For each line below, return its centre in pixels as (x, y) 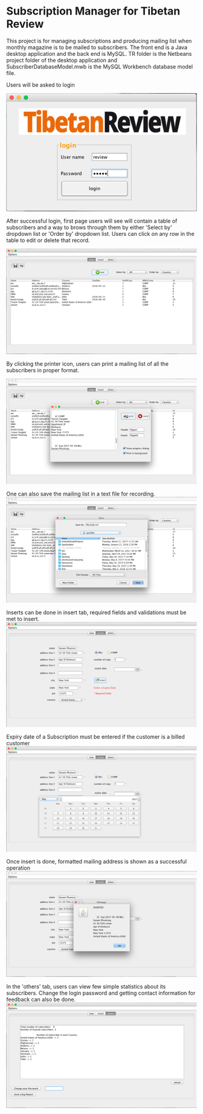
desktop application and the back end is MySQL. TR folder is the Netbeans (99, 53)
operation (18, 868)
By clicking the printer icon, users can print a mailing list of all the (88, 364)
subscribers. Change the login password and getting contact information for (101, 993)
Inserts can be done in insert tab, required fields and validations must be (96, 612)
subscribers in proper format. (43, 371)
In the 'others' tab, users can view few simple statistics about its (86, 986)
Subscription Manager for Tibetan (93, 11)
